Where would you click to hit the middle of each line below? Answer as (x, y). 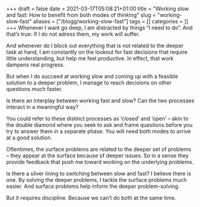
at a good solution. (29, 138)
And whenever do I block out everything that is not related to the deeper (95, 45)
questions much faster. (34, 89)
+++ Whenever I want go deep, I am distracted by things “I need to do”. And (99, 28)
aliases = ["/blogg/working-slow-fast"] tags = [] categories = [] (111, 21)
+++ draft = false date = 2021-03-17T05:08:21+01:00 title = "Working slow (98, 9)
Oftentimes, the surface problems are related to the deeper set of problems (99, 149)
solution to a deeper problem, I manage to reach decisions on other (89, 83)
